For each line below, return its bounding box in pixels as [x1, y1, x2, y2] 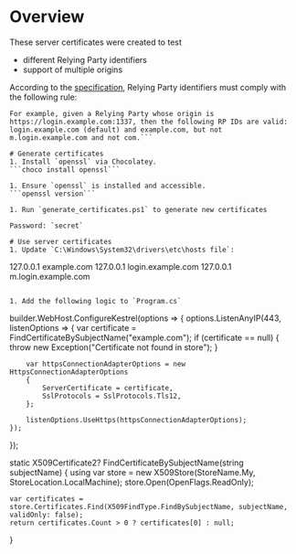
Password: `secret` [9, 221, 84, 230]
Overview [9, 6, 85, 27]
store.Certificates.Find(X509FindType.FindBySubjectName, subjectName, [9, 502, 288, 511]
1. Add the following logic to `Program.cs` [9, 296, 182, 305]
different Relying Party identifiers [22, 54, 148, 65]
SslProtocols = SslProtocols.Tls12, [42, 391, 182, 400]
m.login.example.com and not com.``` [9, 133, 153, 143]
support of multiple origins [22, 64, 123, 75]
